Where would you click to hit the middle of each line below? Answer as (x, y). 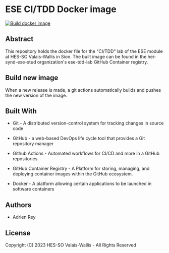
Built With (21, 111)
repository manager (33, 144)
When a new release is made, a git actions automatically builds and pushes (83, 90)
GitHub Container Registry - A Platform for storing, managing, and (81, 169)
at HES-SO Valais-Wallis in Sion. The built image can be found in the (76, 56)
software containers (33, 189)
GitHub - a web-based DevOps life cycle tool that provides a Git (79, 138)
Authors (18, 205)
